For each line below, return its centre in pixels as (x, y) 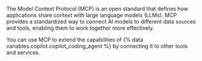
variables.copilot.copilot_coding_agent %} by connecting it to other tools (97, 46)
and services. (23, 53)
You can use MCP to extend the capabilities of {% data (75, 40)
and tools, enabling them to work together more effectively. (80, 28)
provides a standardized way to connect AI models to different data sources (101, 21)
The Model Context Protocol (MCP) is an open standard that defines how (97, 9)
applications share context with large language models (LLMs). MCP (92, 15)
